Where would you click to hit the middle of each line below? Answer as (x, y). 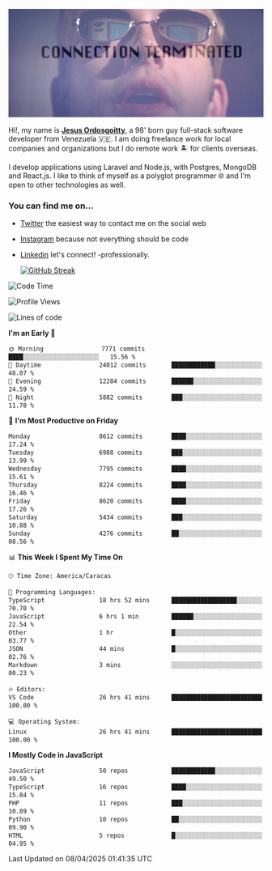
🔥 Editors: (27, 690)
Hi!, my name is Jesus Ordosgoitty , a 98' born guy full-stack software (126, 130)
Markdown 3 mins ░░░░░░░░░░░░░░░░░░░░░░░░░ (136, 665)
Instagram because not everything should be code (104, 239)
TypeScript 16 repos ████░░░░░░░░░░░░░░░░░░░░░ (136, 787)
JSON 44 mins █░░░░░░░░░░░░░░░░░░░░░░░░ (136, 649)
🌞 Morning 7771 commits (77, 349)
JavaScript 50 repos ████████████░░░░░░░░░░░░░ (136, 771)
